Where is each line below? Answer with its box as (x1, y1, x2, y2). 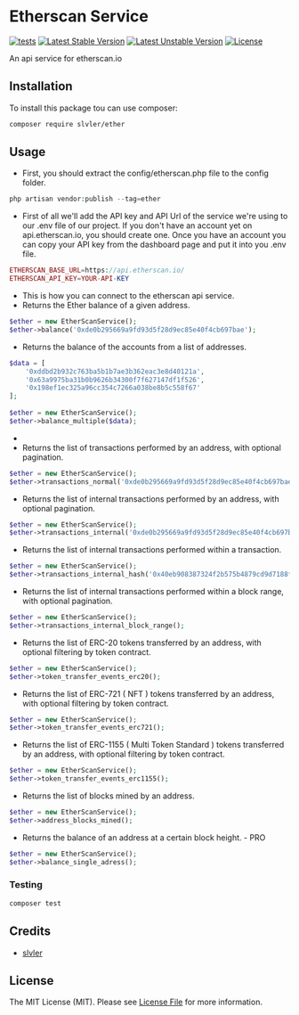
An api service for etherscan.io (9, 53, 123, 63)
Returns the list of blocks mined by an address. (21, 790, 196, 801)
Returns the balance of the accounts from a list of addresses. (21, 341, 247, 352)
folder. (21, 177, 46, 188)
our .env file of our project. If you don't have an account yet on (21, 220, 253, 231)
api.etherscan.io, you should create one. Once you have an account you (21, 230, 287, 241)
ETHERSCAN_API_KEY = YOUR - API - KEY (9, 274, 129, 283)
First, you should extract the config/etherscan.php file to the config (21, 168, 270, 179)
